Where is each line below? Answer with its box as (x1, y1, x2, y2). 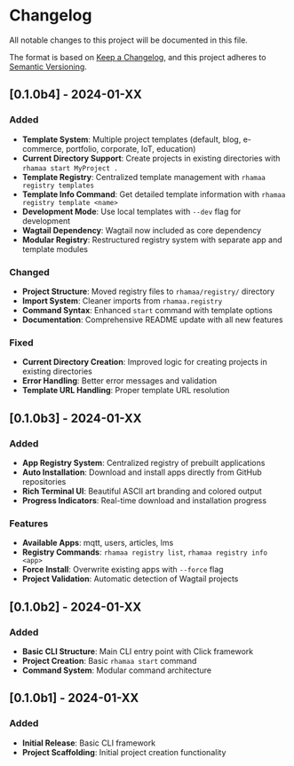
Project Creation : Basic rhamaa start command (21, 655, 197, 666)
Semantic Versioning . (9, 61, 87, 72)
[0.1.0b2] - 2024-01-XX (9, 599, 142, 614)
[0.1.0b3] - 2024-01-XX (9, 410, 142, 426)
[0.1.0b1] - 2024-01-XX (9, 691, 139, 706)
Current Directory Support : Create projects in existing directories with (21, 153, 281, 163)
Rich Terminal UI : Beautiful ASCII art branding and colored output (21, 486, 262, 496)
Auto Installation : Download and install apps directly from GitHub (21, 467, 262, 478)
